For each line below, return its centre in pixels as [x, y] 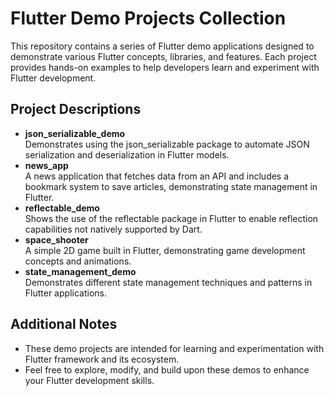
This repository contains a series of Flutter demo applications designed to [162, 46]
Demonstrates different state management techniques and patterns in [168, 282]
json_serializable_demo [75, 133]
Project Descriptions [76, 109]
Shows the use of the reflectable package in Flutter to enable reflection [171, 218]
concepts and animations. [78, 261]
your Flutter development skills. [89, 380]
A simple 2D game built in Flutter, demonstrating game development [165, 250]
